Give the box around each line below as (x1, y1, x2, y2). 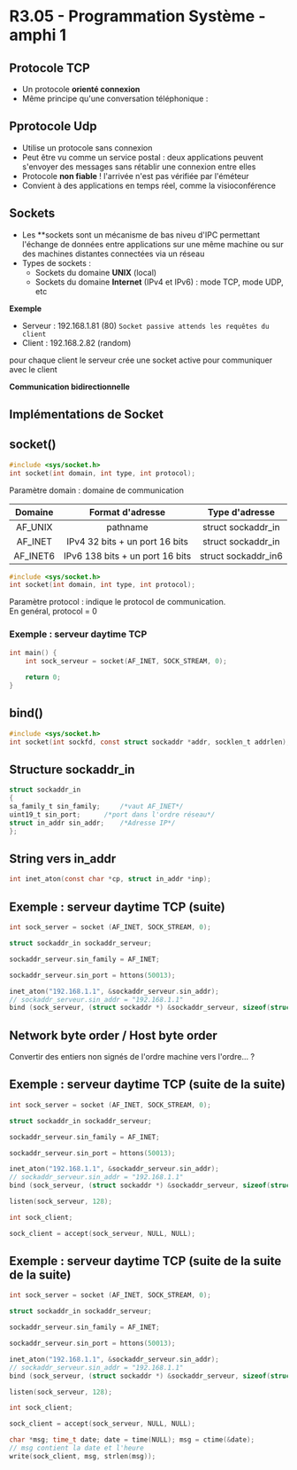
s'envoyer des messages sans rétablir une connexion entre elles (21, 161, 256, 172)
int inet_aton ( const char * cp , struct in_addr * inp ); (9, 875, 212, 884)
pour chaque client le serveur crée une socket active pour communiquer (9, 355, 272, 365)
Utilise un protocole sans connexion (21, 142, 153, 152)
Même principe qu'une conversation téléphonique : (21, 93, 209, 104)
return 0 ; (25, 673, 62, 682)
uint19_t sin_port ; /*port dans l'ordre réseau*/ (9, 810, 216, 819)
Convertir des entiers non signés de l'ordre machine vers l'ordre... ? (9, 1052, 255, 1062)
